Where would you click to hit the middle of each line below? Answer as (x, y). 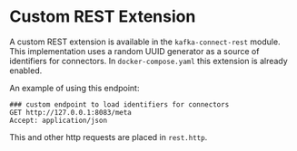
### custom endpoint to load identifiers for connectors (119, 104)
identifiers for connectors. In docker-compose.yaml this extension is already (148, 61)
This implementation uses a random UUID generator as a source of (134, 51)
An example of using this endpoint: (74, 88)
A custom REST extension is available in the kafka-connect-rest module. (145, 42)
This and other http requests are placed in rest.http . (109, 137)
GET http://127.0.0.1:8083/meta (70, 112)
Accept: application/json (58, 120)
